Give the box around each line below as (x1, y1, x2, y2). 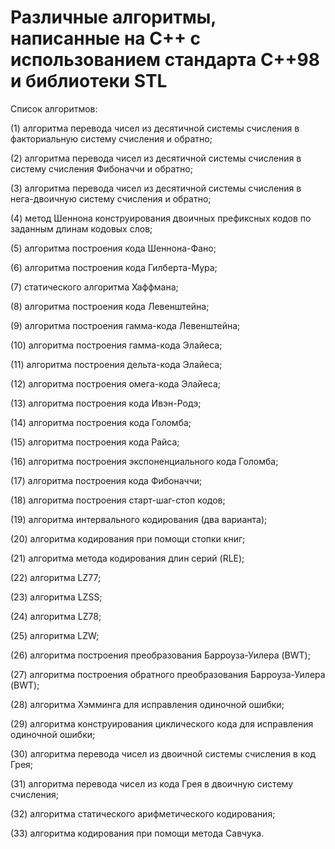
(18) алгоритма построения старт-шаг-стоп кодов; (10, 494, 226, 506)
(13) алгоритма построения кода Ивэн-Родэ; (10, 397, 202, 409)
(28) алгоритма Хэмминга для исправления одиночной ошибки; (10, 698, 285, 710)
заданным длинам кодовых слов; (10, 222, 153, 235)
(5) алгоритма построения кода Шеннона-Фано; (10, 242, 217, 254)
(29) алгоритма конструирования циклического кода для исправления (10, 717, 314, 730)
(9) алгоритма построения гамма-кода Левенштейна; (10, 319, 241, 331)
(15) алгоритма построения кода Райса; (10, 436, 180, 448)
